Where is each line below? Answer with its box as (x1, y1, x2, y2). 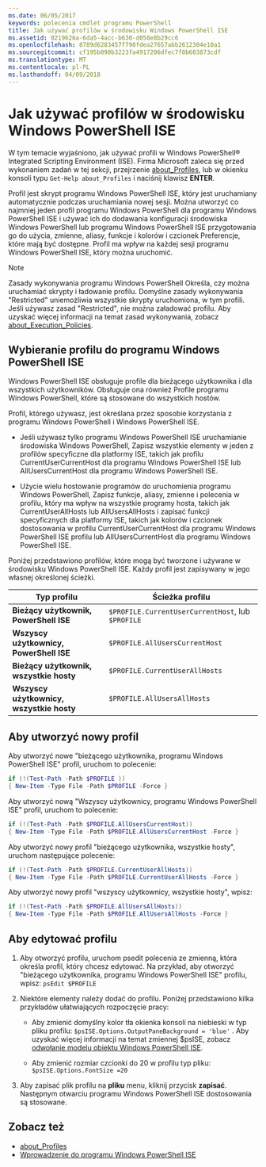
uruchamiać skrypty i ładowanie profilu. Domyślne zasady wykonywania (8, 286, 244, 296)
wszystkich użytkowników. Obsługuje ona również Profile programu (8, 385, 229, 395)
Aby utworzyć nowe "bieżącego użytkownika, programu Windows (8, 751, 223, 761)
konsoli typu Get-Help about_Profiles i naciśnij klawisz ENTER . (8, 173, 215, 182)
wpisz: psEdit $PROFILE (19, 978, 97, 988)
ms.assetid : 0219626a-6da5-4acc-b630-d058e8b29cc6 (8, 33, 179, 42)
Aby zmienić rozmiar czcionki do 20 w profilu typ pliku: (31, 1058, 211, 1067)
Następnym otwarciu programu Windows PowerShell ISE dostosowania (19, 1089, 252, 1098)
